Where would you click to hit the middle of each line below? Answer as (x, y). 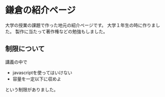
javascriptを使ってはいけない (42, 72)
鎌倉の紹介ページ (40, 10)
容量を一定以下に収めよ (37, 79)
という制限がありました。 (32, 89)
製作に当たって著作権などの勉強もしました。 (61, 31)
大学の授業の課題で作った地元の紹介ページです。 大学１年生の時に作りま (80, 25)
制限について (25, 49)
